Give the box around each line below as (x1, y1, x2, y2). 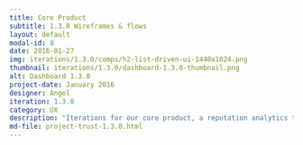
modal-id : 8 (9, 38, 54, 48)
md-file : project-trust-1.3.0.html (9, 122, 143, 131)
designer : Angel (9, 88, 70, 97)
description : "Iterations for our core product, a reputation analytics (9, 113, 289, 122)
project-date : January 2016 (9, 80, 115, 89)
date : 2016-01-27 (9, 47, 75, 56)
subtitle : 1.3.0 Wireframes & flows (9, 22, 147, 31)
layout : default (9, 30, 70, 39)
